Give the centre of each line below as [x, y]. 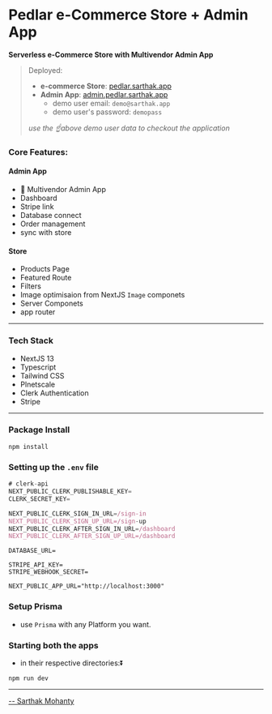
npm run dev [28, 678]
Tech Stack [31, 340]
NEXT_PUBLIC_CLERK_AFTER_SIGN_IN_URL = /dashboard [92, 528]
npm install [28, 447]
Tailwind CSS [42, 375]
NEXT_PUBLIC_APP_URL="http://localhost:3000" [86, 586]
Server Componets [51, 304]
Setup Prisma [36, 607]
